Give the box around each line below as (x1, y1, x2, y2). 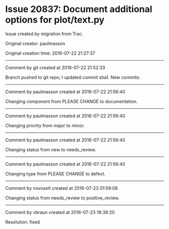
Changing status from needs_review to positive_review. (5, 194, 120, 201)
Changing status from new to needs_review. (5, 146, 97, 152)
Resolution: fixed (5, 219, 40, 225)
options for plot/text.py (5, 14, 105, 26)
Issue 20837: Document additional (5, 4, 152, 15)
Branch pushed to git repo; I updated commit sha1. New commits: (5, 74, 141, 80)
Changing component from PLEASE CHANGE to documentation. (5, 98, 138, 104)
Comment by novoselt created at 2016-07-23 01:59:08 (5, 185, 118, 191)
